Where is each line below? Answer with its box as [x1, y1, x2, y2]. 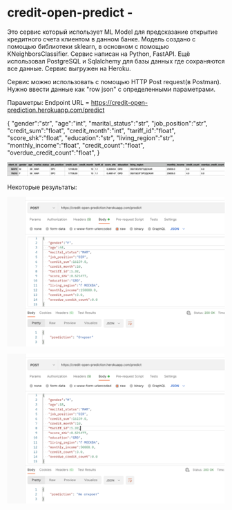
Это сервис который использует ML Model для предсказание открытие [7, 28, 218, 36]
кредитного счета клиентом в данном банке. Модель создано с [7, 35, 196, 43]
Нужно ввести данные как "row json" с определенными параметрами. [7, 85, 216, 93]
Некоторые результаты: [7, 183, 77, 191]
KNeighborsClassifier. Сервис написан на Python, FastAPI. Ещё [7, 50, 191, 58]
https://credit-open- [90, 98, 148, 106]
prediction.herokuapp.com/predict [7, 106, 105, 114]
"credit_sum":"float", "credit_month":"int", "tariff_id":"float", [7, 126, 176, 135]
